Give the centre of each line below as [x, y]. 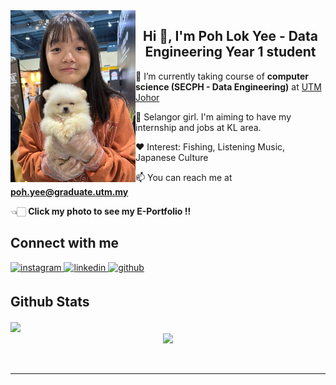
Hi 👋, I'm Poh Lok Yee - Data [230, 36]
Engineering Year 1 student [230, 52]
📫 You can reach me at [184, 177]
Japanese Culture [172, 157]
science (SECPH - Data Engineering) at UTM [228, 86]
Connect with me [65, 243]
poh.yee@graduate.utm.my [69, 191]
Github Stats [50, 302]
